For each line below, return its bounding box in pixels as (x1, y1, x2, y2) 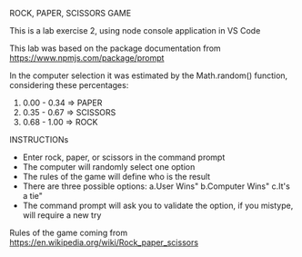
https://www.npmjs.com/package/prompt (9, 53, 165, 63)
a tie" (22, 191, 44, 201)
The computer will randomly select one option (22, 162, 196, 172)
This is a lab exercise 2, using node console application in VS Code (9, 25, 261, 35)
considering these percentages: (9, 80, 129, 90)
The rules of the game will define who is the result (22, 172, 211, 182)
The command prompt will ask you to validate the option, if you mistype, (22, 200, 294, 211)
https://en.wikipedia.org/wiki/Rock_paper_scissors (9, 237, 198, 248)
